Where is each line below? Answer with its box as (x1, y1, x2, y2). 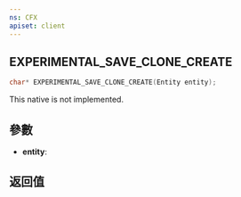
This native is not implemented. (9, 94, 125, 105)
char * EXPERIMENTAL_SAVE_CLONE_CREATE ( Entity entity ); (9, 78, 217, 87)
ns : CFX (9, 12, 38, 22)
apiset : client (9, 21, 66, 30)
